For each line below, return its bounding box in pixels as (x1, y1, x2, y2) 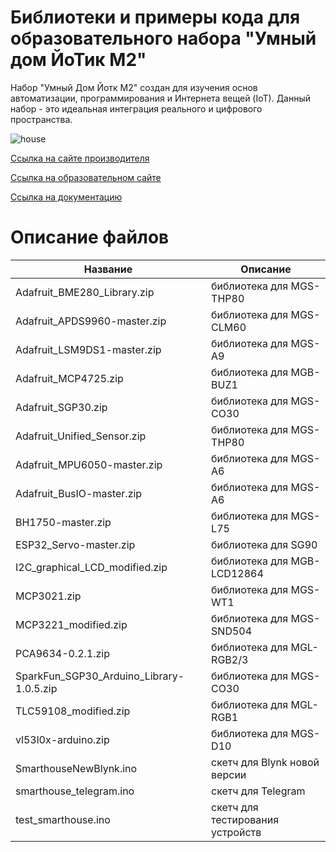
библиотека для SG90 (211, 537, 318, 551)
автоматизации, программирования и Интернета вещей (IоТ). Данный (10, 92, 312, 104)
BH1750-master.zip (15, 515, 112, 529)
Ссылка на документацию (10, 191, 123, 203)
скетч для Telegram (211, 784, 306, 798)
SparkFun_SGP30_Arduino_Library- (15, 669, 185, 683)
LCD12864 (211, 566, 264, 580)
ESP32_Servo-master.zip (15, 537, 136, 551)
